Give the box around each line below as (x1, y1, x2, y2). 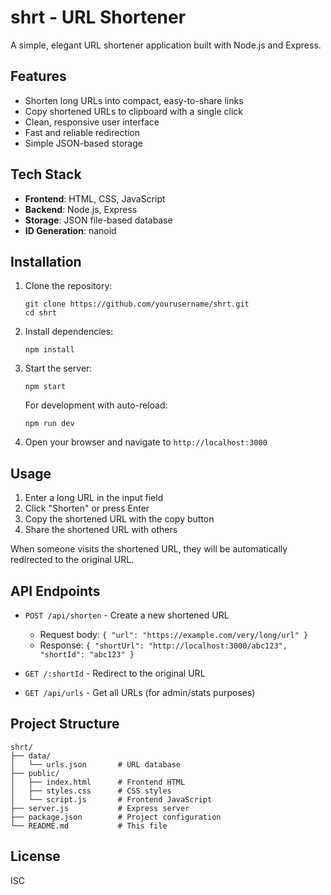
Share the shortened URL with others (24, 524, 178, 536)
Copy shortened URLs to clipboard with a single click (24, 105, 243, 117)
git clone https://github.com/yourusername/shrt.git (24, 299, 250, 310)
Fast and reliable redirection (24, 126, 141, 138)
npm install (24, 345, 75, 355)
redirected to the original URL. (10, 554, 135, 566)
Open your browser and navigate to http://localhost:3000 (24, 436, 268, 448)
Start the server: (24, 362, 93, 375)
